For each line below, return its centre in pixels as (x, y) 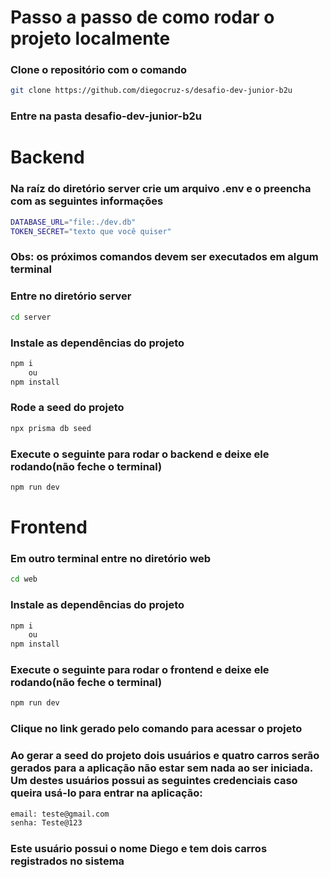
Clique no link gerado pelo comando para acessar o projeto (156, 729)
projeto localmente (90, 38)
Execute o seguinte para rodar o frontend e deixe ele (140, 670)
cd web (24, 579)
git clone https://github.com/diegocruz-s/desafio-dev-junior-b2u (151, 91)
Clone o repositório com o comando (99, 70)
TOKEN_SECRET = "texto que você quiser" (91, 231)
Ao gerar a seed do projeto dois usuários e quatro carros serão (165, 756)
